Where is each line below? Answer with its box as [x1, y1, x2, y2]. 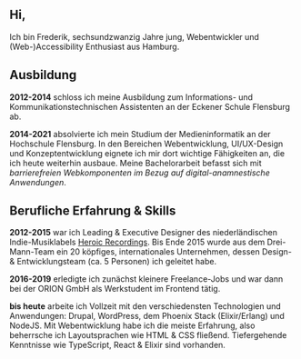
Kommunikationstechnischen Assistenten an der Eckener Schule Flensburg [9, 101, 291, 112]
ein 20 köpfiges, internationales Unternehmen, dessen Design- [55, 246, 293, 257]
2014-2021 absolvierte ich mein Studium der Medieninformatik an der [9, 128, 271, 139]
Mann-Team [9, 246, 55, 257]
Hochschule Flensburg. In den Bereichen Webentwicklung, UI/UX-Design [9, 138, 284, 149]
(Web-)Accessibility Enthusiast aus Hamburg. [9, 41, 180, 52]
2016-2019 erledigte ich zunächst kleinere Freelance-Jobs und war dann [9, 274, 284, 284]
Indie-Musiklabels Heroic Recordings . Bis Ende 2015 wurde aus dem [9, 236, 266, 248]
